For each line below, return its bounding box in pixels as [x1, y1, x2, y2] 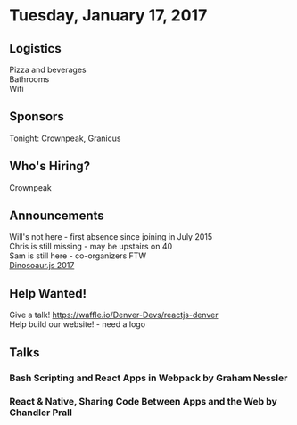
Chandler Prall [9, 406, 73, 419]
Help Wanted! [9, 286, 87, 301]
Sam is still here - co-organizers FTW [9, 250, 147, 261]
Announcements [9, 208, 104, 224]
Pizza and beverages [9, 64, 87, 75]
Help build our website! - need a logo [9, 319, 145, 330]
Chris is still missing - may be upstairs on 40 [9, 241, 173, 252]
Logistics [9, 41, 62, 56]
